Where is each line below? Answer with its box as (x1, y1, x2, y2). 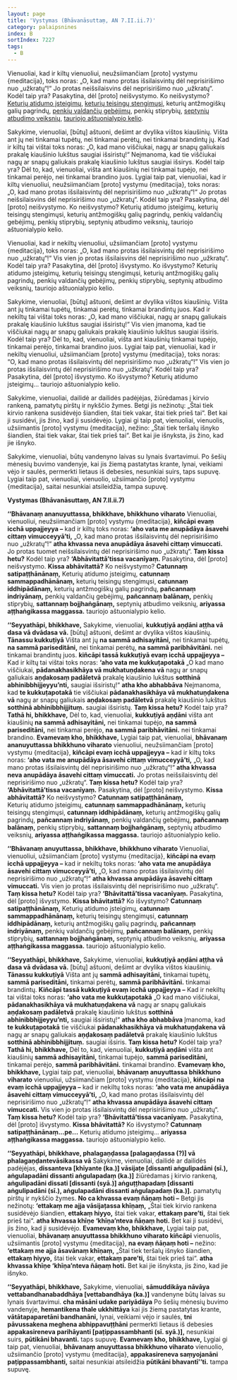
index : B (7, 30, 33, 37)
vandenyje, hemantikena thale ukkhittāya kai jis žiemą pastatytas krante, (7, 1305, 221, 1313)
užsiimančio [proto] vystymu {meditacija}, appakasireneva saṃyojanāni (7, 1350, 219, 1358)
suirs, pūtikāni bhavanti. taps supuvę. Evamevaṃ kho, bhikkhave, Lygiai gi (7, 1335, 228, 1343)
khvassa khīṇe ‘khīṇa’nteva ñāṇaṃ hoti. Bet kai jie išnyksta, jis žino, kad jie (7, 1261, 228, 1270)
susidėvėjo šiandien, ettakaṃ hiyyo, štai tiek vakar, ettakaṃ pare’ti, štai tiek (7, 1209, 231, 1217)
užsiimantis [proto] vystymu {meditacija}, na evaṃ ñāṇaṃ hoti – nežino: (7, 1239, 217, 1247)
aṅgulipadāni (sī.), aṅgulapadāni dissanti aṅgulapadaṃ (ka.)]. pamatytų (7, 1186, 221, 1194)
